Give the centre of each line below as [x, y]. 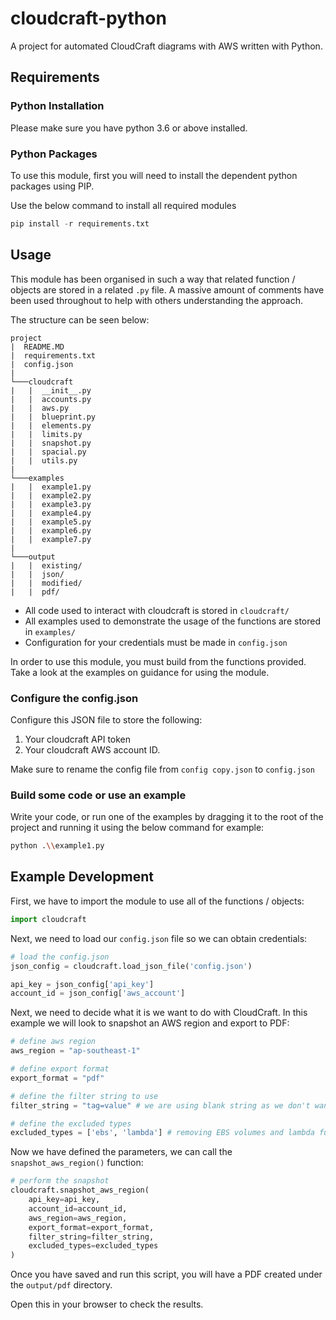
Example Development [82, 877]
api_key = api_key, [64, 1200]
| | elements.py [51, 425]
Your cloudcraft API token [78, 739]
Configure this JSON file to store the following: [106, 719]
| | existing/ [46, 565]
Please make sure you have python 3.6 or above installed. [129, 128]
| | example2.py [51, 495]
